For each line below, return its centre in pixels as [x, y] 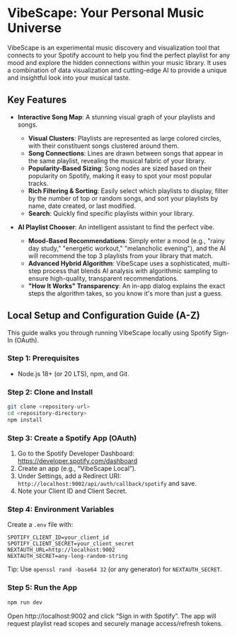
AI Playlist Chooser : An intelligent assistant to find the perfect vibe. [116, 227]
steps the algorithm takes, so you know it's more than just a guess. [125, 293]
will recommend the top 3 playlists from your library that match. [121, 255]
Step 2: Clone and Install [50, 392]
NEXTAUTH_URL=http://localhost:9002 [61, 550]
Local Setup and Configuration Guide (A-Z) [104, 316]
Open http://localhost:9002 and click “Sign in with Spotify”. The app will [112, 616]
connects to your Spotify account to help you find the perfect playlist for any [119, 55]
